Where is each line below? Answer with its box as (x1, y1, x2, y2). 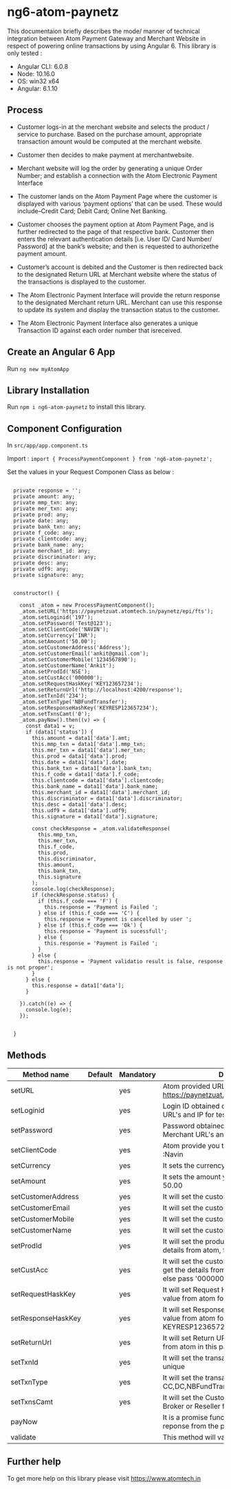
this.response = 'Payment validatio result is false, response (37, 958, 223, 965)
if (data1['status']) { (25, 729, 94, 736)
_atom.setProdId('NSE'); (19, 669, 91, 676)
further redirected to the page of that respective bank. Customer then (16, 227, 214, 235)
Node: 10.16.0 (16, 70, 55, 78)
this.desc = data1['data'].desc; (32, 801, 128, 808)
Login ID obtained (162, 1101, 220, 1111)
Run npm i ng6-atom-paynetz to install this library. (7, 403, 146, 411)
